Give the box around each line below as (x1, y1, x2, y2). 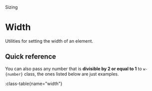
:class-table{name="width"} (5, 81, 63, 87)
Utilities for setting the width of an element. (5, 38, 93, 44)
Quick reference (5, 52, 56, 61)
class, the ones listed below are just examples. (24, 71, 119, 77)
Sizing (5, 4, 18, 10)
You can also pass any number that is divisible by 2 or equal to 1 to (5, 66, 142, 72)
